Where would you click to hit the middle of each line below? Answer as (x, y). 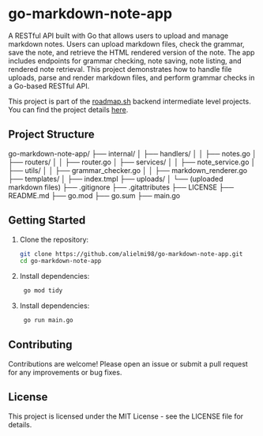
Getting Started (47, 221)
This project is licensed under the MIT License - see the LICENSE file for (126, 416)
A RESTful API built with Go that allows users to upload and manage (118, 36)
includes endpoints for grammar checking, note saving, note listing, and (125, 61)
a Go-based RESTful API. (49, 86)
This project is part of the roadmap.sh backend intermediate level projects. (130, 101)
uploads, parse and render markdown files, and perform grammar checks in (131, 77)
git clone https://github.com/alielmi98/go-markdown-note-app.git (131, 254)
